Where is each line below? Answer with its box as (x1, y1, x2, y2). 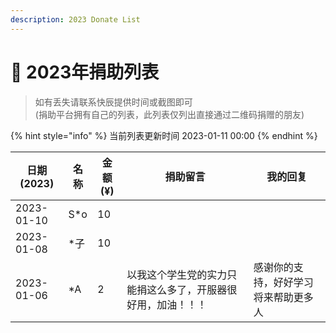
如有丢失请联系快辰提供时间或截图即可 (34, 96, 193, 108)
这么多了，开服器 (146, 282, 228, 296)
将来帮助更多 (253, 290, 314, 304)
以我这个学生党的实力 (126, 267, 228, 281)
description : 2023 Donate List (10, 14, 141, 25)
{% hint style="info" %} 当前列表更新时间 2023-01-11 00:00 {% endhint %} (10, 129, 318, 141)
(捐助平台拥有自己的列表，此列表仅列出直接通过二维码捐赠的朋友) (34, 108, 305, 120)
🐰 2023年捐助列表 (10, 61, 160, 83)
